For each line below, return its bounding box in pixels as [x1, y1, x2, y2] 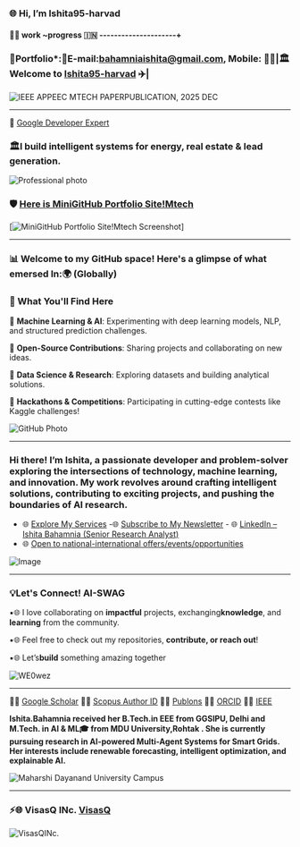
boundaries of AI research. [9, 498, 128, 511]
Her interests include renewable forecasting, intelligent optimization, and [9, 746, 287, 757]
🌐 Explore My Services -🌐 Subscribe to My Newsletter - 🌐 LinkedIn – [21, 518, 278, 529]
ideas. [9, 352, 32, 362]
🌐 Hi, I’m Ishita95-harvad [9, 7, 121, 20]
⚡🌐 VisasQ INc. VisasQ [9, 804, 112, 817]
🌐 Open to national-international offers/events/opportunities [21, 538, 244, 548]
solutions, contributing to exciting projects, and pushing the [9, 487, 275, 499]
